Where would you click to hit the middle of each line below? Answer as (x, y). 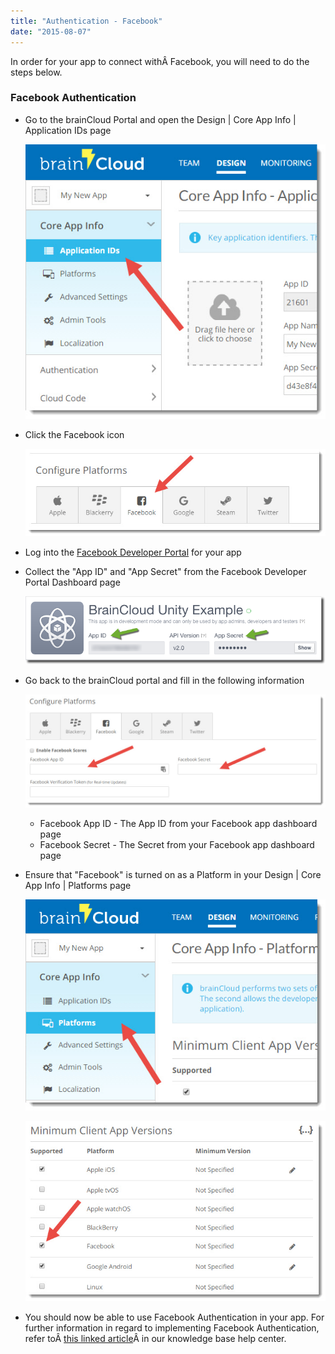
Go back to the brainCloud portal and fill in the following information (164, 680)
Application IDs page (68, 130)
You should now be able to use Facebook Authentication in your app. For (174, 1317)
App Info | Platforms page (78, 885)
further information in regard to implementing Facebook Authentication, (172, 1328)
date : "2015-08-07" (51, 31)
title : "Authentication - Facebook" (86, 21)
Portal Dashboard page (72, 582)
